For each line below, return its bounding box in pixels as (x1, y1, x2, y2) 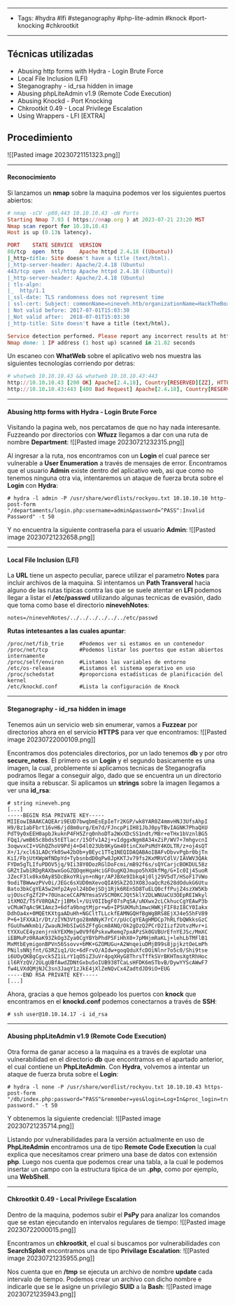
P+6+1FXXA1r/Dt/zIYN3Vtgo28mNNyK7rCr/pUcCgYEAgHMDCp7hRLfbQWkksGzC (7, 916, 208, 923)
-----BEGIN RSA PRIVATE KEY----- (7, 812, 105, 819)
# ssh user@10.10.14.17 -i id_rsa (7, 1011, 108, 1018)
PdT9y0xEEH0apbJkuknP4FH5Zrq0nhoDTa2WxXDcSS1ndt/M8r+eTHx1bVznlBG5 (7, 830, 208, 838)
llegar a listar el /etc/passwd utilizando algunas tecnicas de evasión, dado (7, 594, 222, 602)
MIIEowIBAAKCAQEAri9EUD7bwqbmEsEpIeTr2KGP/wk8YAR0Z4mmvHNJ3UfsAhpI (7, 818, 208, 825)
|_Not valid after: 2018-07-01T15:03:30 (7, 313, 130, 320)
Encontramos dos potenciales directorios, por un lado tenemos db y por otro (7, 749, 228, 757)
